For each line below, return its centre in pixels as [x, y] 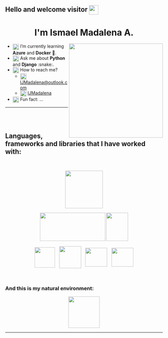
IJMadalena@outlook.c [43, 82]
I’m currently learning [42, 46]
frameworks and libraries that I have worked [75, 144]
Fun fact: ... [31, 99]
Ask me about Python [42, 58]
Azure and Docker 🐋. [34, 53]
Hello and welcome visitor [46, 10]
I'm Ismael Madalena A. [84, 32]
